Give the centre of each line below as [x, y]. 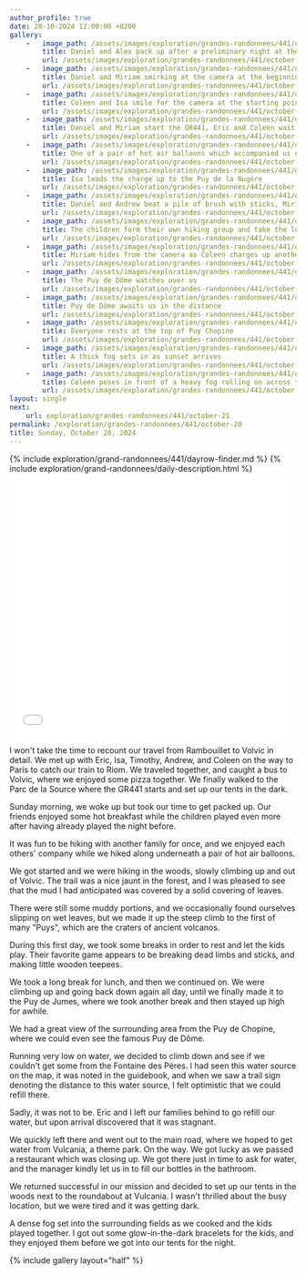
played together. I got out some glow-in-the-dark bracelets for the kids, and [152, 1233]
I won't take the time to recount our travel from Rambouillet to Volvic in [142, 750]
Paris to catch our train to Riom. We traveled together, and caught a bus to [148, 770]
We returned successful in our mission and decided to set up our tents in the [153, 1186]
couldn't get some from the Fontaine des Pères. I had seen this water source [153, 1066]
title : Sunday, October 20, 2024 [73, 433]
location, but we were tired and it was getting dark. [105, 1205]
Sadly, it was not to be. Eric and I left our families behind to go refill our [142, 1112]
